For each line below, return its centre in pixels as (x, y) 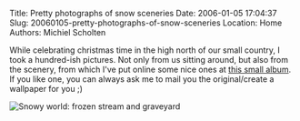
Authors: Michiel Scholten (58, 32)
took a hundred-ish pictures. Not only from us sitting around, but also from (149, 60)
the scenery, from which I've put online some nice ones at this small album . (150, 69)
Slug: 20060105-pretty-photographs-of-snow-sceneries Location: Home (146, 23)
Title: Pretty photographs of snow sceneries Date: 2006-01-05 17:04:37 (143, 13)
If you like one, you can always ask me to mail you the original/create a (142, 79)
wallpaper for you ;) (46, 89)
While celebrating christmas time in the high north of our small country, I (145, 50)
